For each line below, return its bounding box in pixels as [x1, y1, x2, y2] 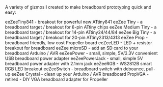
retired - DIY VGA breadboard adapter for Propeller [5, 76, 108, 82]
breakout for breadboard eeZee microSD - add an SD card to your [5, 45, 138, 51]
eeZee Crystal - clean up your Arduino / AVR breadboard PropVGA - [11, 71, 149, 77]
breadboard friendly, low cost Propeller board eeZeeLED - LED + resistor [5, 40, 152, 46]
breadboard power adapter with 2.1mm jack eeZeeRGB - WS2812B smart [5, 61, 152, 66]
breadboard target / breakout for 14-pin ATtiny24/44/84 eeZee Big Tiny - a [5, 29, 156, 35]
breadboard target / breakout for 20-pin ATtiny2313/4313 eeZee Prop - [5, 34, 148, 40]
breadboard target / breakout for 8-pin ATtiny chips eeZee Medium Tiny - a [5, 24, 157, 30]
